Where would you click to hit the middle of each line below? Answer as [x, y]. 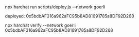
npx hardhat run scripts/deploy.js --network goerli [55, 7]
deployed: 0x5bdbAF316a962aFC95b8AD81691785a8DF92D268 [70, 16]
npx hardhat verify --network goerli [41, 25]
